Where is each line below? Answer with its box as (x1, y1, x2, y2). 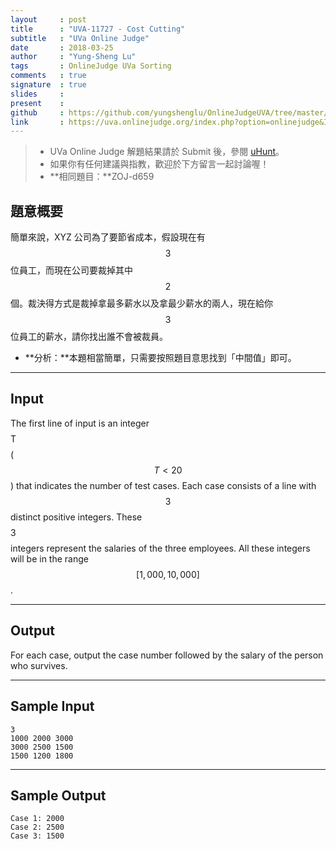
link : (10, 117, 65, 127)
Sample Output (10, 787, 107, 804)
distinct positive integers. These (10, 511, 143, 523)
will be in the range (10, 552, 89, 565)
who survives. (10, 659, 68, 671)
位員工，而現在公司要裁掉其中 (10, 264, 133, 276)
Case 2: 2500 (10, 822, 65, 833)
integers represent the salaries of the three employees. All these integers (10, 542, 311, 554)
